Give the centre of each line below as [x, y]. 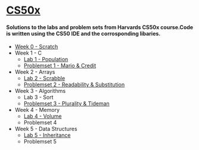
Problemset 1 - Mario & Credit [60, 65]
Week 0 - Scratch [36, 47]
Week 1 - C [28, 53]
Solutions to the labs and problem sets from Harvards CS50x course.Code [100, 27]
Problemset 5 [40, 142]
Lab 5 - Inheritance [47, 135]
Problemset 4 [40, 123]
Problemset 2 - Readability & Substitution [74, 85]
